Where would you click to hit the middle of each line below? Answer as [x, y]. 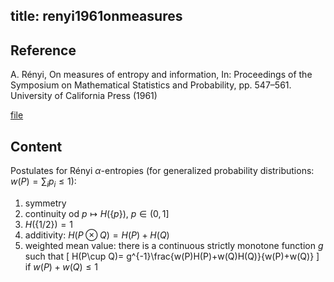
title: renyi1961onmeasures [96, 16]
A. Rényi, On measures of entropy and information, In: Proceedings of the [161, 75]
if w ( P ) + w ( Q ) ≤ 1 [61, 266]
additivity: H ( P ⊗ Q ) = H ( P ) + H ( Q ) [97, 235]
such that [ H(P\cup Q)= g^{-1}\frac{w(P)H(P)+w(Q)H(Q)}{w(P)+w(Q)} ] [172, 256]
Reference [43, 50]
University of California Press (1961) [84, 96]
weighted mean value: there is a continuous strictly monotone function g [174, 245]
